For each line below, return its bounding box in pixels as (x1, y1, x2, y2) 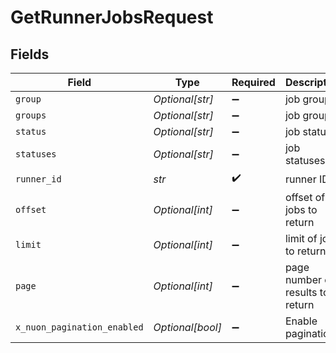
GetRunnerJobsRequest (10, 6, 214, 29)
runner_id (15, 173, 62, 185)
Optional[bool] (153, 321, 222, 334)
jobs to (284, 203, 318, 216)
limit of (284, 232, 318, 245)
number (284, 273, 322, 286)
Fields (10, 46, 50, 63)
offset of (284, 191, 326, 204)
